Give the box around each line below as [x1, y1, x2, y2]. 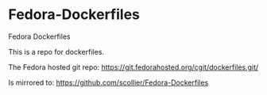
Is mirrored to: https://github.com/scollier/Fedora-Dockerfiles [8, 78, 209, 87]
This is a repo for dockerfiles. [8, 47, 105, 56]
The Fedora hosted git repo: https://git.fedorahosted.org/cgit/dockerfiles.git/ [8, 62, 259, 72]
